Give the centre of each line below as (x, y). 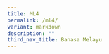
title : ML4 (23, 14)
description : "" (31, 33)
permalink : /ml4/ (33, 20)
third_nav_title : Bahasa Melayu (54, 40)
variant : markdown (34, 27)
